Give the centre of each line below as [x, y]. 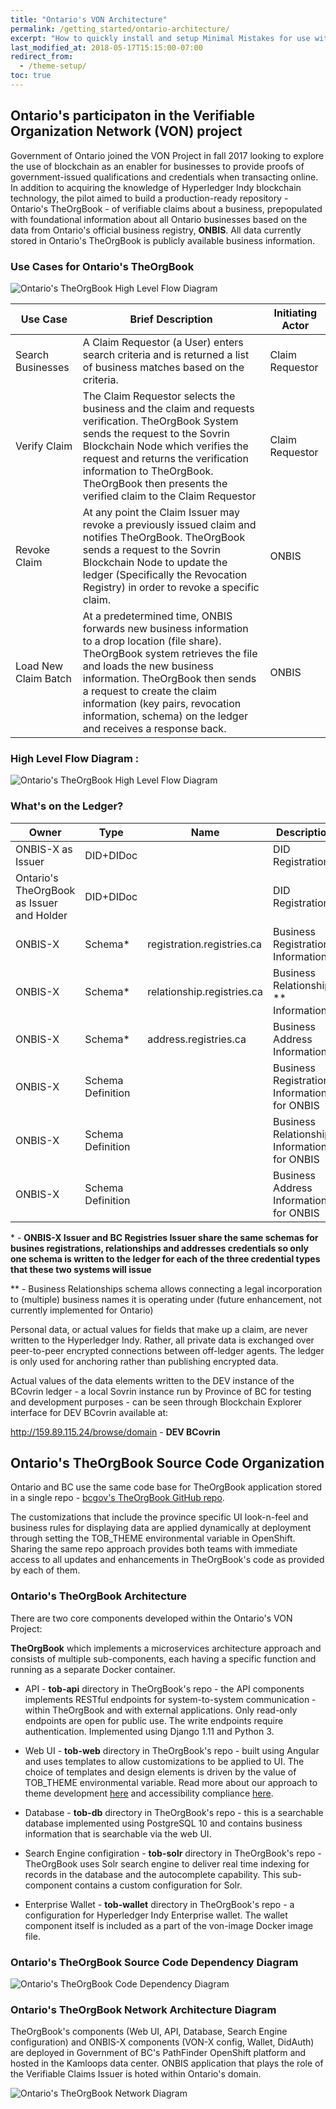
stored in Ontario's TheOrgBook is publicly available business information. [163, 240]
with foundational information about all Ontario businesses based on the [159, 219]
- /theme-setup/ [53, 66]
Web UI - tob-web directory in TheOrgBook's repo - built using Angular [172, 1750]
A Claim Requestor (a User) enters [163, 342]
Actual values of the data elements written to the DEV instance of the [152, 1380]
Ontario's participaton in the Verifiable [132, 116]
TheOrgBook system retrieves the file [170, 653]
